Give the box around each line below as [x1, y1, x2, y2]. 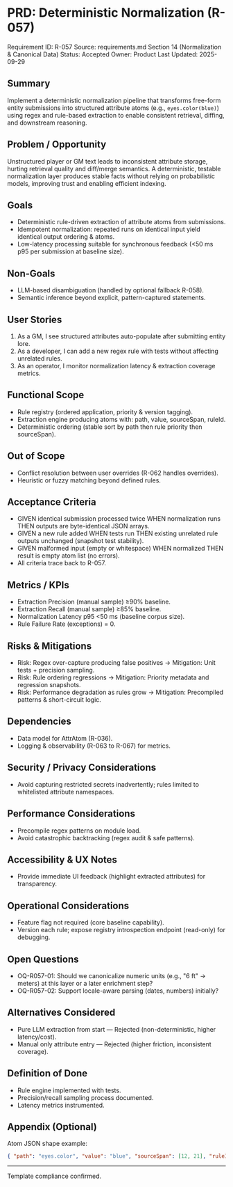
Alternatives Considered [7, 1007, 116, 1019]
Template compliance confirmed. [7, 1172, 102, 1181]
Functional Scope [7, 389, 85, 401]
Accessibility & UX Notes [7, 854, 118, 865]
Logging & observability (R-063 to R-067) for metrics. [17, 741, 171, 750]
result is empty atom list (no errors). [17, 551, 120, 560]
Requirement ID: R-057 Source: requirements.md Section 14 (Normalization [7, 42, 222, 51]
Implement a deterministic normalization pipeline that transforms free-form [7, 96, 221, 104]
